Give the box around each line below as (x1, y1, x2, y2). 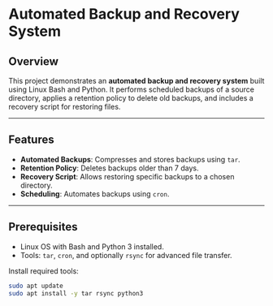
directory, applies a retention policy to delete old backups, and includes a (8, 93, 253, 102)
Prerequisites (8, 220, 78, 234)
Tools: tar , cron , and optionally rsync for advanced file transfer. (19, 250, 233, 260)
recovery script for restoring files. (8, 102, 121, 111)
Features (8, 133, 54, 147)
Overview (8, 54, 59, 68)
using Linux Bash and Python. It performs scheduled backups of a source (8, 84, 254, 94)
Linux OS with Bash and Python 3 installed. (19, 241, 164, 252)
